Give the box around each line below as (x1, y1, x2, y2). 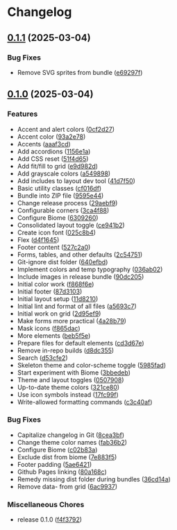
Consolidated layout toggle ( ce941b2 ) (17, 221, 125, 229)
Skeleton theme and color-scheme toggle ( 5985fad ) (17, 361, 167, 369)
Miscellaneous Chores (7, 499, 85, 509)
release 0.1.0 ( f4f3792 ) (17, 515, 82, 524)
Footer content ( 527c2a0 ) (17, 243, 91, 251)
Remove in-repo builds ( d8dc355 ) (17, 346, 115, 354)
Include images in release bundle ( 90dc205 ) (17, 272, 144, 281)
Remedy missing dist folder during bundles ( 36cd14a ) (17, 475, 171, 483)
